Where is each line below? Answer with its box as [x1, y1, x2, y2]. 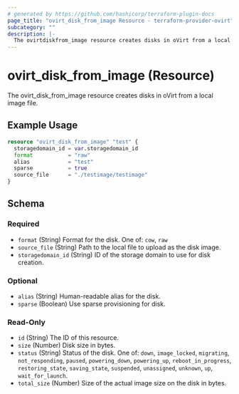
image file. [7, 99, 38, 108]
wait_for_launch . [17, 371, 68, 380]
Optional [7, 276, 38, 286]
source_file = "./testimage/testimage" [14, 172, 148, 179]
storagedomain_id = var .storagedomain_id [14, 145, 139, 152]
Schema [7, 197, 45, 210]
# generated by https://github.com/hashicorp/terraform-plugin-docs [7, 10, 215, 18]
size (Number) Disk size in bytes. [17, 341, 116, 350]
